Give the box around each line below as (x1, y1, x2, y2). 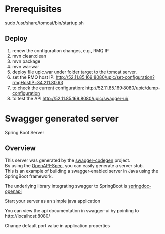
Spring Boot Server (5, 129, 45, 135)
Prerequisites (5, 3, 62, 15)
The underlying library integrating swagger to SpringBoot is (5, 183, 127, 189)
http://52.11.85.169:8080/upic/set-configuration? (55, 74, 155, 80)
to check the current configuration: (12, 85, 85, 91)
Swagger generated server (5, 113, 119, 124)
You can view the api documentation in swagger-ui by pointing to (5, 207, 139, 213)
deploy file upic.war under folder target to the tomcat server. (12, 69, 137, 75)
